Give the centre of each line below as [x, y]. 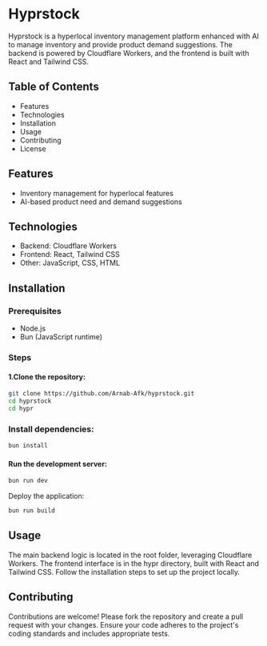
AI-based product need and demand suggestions [101, 202]
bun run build [32, 511]
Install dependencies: [51, 429]
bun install [28, 446]
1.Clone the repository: [47, 376]
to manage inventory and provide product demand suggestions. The [121, 44]
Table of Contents [54, 87]
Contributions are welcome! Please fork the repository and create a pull [126, 616]
